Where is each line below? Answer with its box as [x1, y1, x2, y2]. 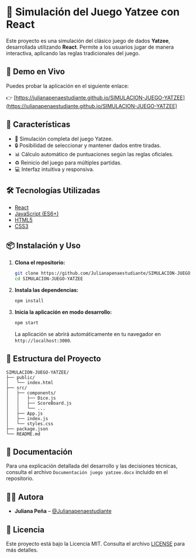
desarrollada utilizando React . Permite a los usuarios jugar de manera [6, 43, 174, 51]
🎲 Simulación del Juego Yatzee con [6, 5, 180, 19]
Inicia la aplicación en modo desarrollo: [14, 308, 112, 315]
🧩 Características [6, 120, 71, 130]
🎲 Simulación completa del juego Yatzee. [14, 135, 113, 142]
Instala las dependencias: [14, 286, 79, 293]
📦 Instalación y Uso [6, 240, 81, 250]
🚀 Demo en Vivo [6, 67, 66, 77]
